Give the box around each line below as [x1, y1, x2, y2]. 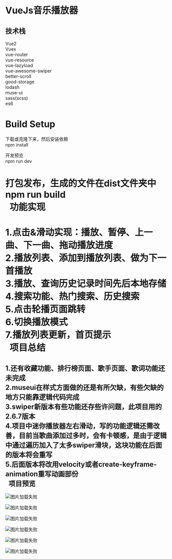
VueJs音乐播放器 [5, 5, 78, 16]
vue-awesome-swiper [5, 68, 52, 74]
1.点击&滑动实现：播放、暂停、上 [5, 226, 144, 238]
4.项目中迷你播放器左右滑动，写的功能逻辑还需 [5, 421, 154, 430]
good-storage [5, 79, 35, 85]
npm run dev [5, 158, 32, 164]
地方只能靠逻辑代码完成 [5, 392, 79, 401]
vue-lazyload [5, 63, 33, 68]
